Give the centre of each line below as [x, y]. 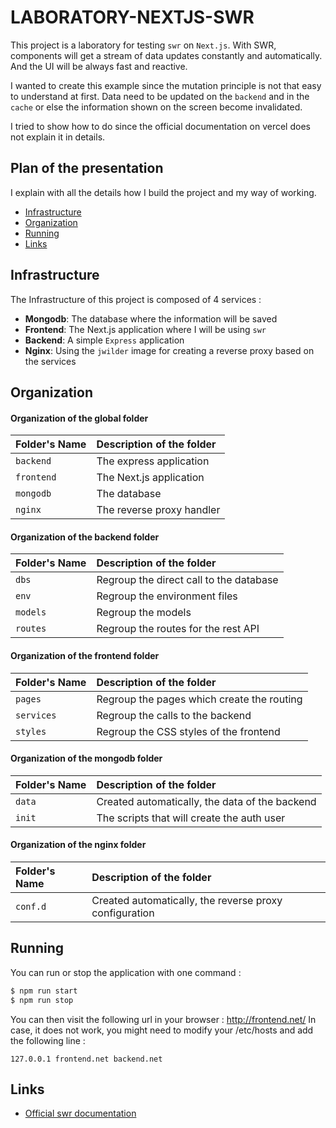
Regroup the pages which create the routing [199, 699]
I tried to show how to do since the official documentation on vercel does [160, 126]
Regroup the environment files [167, 596]
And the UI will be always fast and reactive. [99, 66]
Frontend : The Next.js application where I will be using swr [145, 329]
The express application [153, 461]
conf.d [31, 906]
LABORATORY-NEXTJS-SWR [132, 17]
